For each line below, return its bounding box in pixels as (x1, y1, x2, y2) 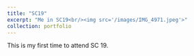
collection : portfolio (7, 23, 72, 29)
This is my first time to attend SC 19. (7, 42, 109, 50)
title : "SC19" (7, 10, 48, 17)
